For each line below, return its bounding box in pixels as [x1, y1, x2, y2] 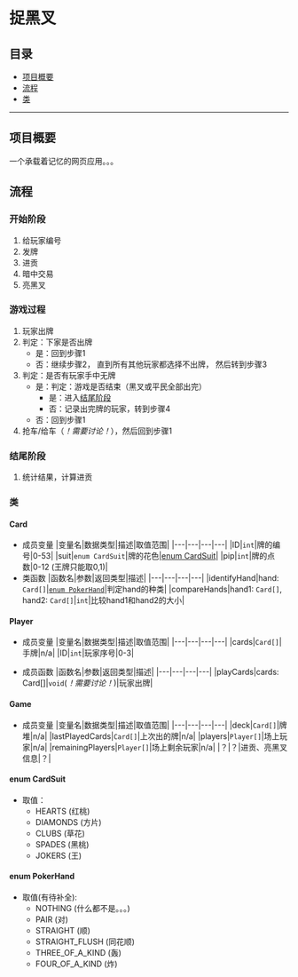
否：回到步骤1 [35, 414, 86, 425]
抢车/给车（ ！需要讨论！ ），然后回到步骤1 [21, 425, 173, 436]
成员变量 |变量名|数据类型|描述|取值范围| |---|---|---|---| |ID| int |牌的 [21, 539, 273, 551]
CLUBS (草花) [35, 828, 86, 838]
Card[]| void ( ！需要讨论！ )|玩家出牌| [21, 678, 153, 688]
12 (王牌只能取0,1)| [41, 561, 108, 573]
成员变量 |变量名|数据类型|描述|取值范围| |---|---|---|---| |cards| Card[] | [21, 637, 282, 647]
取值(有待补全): [21, 892, 78, 902]
